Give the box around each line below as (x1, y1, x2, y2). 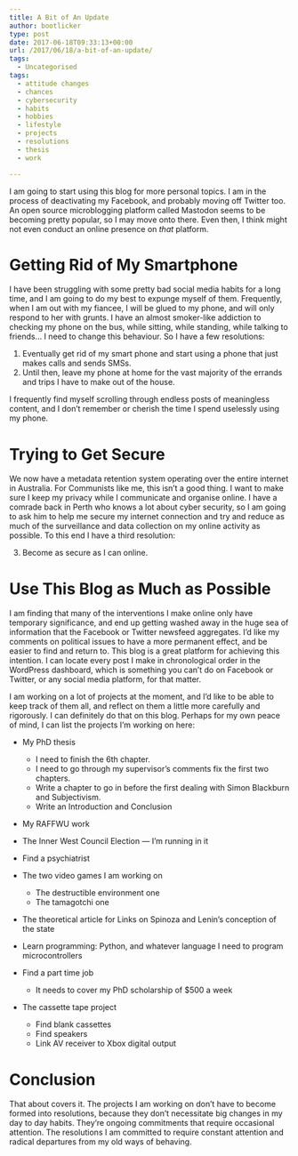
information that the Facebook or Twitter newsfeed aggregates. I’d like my (9, 627, 280, 638)
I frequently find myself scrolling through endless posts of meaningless (9, 394, 270, 405)
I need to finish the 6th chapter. (35, 754, 151, 765)
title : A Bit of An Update (9, 12, 109, 22)
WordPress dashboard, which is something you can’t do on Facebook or (9, 664, 274, 676)
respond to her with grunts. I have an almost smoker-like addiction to (9, 312, 262, 323)
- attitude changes (17, 79, 90, 88)
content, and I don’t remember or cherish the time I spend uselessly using (9, 404, 280, 414)
